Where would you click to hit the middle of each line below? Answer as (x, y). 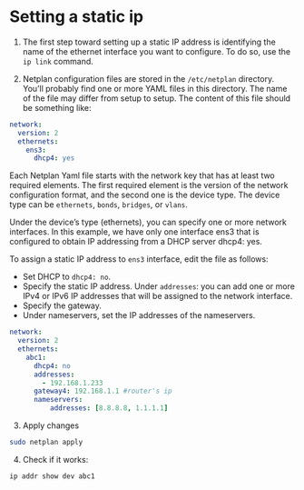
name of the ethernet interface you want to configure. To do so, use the (157, 51)
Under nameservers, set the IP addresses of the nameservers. (139, 315)
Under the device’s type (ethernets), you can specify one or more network (148, 222)
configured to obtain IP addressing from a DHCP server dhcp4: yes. (136, 242)
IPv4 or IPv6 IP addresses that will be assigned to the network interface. (157, 296)
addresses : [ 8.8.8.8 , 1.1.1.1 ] (109, 408)
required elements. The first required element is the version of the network (149, 185)
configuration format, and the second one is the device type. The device (145, 195)
